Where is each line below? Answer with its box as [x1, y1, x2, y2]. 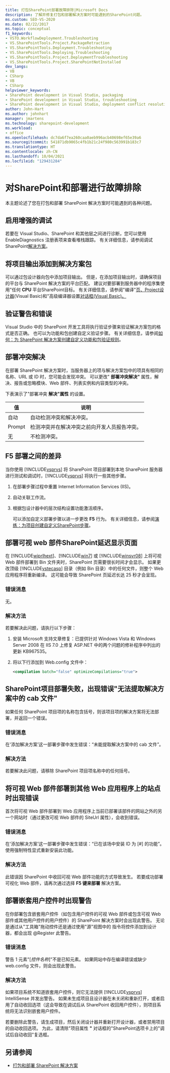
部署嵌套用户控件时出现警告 [5, 896, 92, 905]
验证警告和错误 [5, 309, 52, 318]
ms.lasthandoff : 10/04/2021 [5, 154, 65, 159]
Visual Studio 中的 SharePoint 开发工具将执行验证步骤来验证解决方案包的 [5, 324, 157, 330]
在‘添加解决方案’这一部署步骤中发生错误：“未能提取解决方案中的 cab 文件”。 [5, 741, 164, 747]
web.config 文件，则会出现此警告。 [5, 962, 79, 968]
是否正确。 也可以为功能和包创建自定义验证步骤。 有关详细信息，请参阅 [9, 330, 158, 336]
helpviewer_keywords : [5, 87, 51, 93]
